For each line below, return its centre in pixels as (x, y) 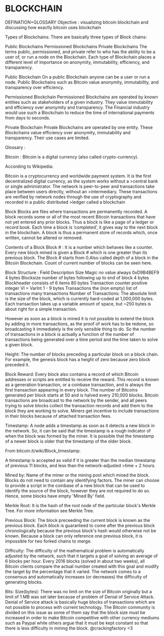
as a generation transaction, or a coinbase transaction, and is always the (78, 385)
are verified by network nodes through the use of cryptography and (73, 197)
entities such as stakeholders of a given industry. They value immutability (79, 102)
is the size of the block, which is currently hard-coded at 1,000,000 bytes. (80, 299)
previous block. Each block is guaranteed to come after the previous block (80, 525)
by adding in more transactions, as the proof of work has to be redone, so (80, 324)
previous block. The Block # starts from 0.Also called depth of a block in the (82, 257)
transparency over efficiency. (35, 87)
